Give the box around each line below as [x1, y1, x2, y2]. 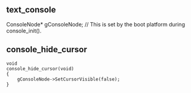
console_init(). [6, 27, 42, 34]
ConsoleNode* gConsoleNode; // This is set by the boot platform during [6, 20, 186, 28]
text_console [6, 5, 56, 15]
